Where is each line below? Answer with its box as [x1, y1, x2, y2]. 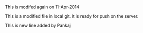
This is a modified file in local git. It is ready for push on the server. [5, 13, 139, 19]
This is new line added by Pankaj [5, 22, 71, 28]
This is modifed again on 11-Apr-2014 [5, 4, 79, 10]
